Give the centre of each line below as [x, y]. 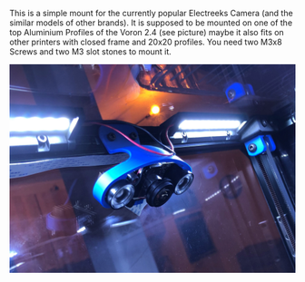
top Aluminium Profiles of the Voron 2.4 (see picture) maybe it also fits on [147, 32]
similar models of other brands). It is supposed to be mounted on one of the [151, 23]
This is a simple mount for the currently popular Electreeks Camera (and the [151, 13]
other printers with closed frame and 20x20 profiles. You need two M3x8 [146, 42]
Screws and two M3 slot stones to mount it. [91, 52]
